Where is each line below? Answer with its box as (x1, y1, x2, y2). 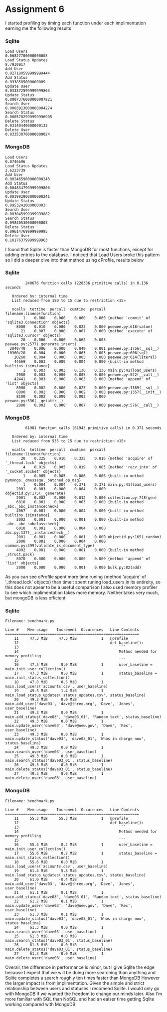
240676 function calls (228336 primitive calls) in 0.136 (25, 281, 149, 286)
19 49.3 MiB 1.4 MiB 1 (14, 689, 104, 694)
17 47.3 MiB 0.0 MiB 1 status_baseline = (14, 671, 157, 676)
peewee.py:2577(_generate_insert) (5, 341, 77, 347)
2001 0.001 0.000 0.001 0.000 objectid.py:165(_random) (16, 535, 162, 540)
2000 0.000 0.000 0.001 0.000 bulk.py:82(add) (16, 565, 142, 570)
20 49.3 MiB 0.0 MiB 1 (14, 697, 104, 702)
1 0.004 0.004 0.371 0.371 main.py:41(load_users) (23, 482, 157, 487)
